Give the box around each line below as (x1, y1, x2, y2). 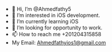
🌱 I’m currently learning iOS (11, 18, 78, 25)
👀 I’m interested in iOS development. (11, 12, 100, 19)
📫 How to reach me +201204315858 (11, 31, 101, 37)
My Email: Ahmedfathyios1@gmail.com (11, 39, 106, 46)
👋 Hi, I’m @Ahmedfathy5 (11, 6, 72, 12)
